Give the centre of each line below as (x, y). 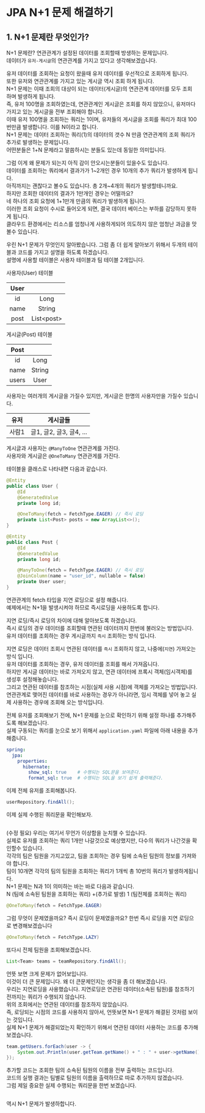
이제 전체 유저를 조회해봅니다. (41, 791)
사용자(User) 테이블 (30, 273)
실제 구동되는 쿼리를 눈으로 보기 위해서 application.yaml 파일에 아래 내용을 (96, 730)
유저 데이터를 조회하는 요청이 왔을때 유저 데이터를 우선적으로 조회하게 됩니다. (98, 73)
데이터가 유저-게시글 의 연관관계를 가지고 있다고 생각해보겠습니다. (82, 61)
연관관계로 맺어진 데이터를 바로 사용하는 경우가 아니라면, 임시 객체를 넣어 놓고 (98, 694)
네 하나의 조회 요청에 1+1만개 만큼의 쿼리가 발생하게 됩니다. (76, 201)
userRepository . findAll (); (41, 802)
